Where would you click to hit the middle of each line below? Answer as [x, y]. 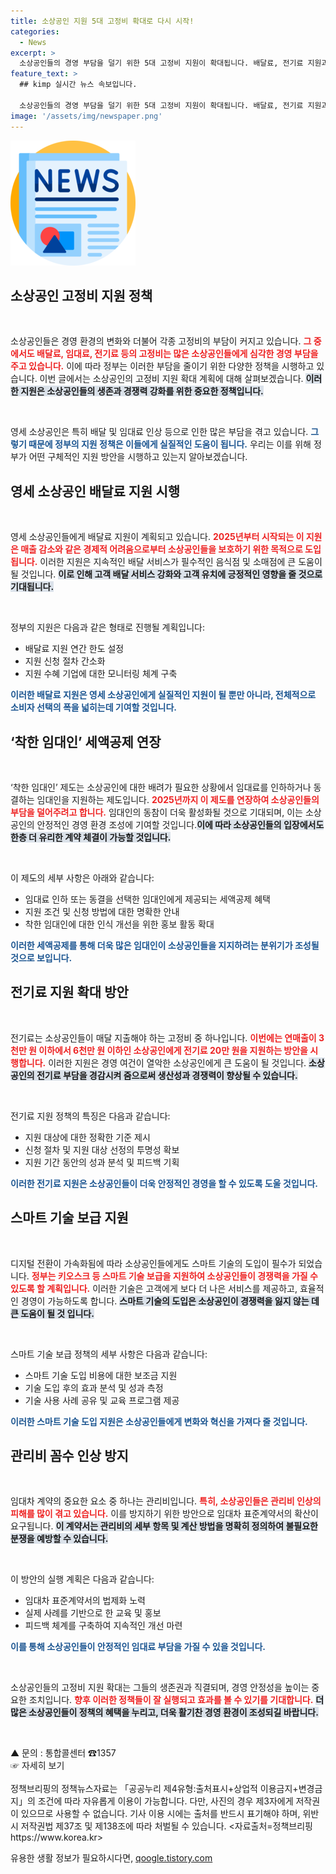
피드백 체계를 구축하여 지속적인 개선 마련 [103, 1626]
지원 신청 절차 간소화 [65, 661]
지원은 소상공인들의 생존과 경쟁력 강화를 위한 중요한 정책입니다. [142, 391]
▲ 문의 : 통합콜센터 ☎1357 [63, 1753]
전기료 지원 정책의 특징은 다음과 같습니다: [90, 1116]
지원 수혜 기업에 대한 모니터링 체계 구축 [101, 674]
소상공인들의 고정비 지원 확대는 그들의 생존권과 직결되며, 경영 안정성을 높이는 [160, 1687]
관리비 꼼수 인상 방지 [69, 1455]
